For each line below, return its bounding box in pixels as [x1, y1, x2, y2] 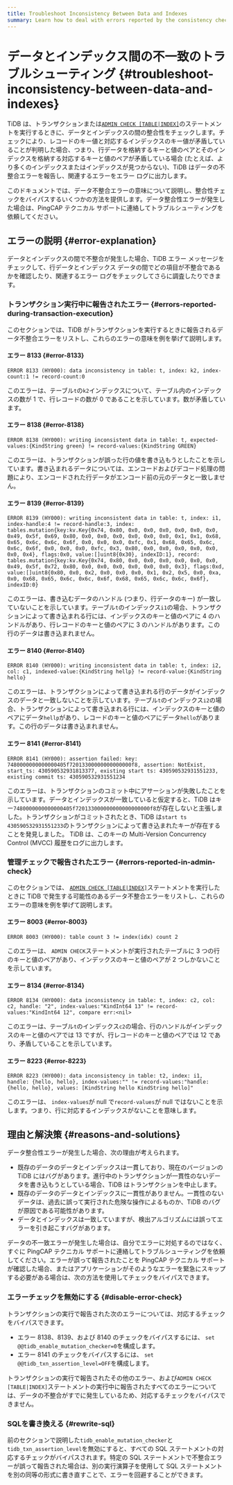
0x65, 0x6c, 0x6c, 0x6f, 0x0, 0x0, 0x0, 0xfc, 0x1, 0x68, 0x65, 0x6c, [7, 539, 216, 546]
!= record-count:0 [32, 373, 85, 380]
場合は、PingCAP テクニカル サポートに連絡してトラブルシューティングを [12, 204, 224, 212]
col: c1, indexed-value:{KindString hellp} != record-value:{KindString [7, 668, 222, 675]
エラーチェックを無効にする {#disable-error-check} [7, 1292, 182, 1302]
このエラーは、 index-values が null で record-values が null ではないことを [7, 1098, 217, 1106]
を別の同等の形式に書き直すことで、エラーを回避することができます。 [7, 1470, 207, 1479]
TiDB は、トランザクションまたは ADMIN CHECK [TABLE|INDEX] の [7, 119, 186, 128]
